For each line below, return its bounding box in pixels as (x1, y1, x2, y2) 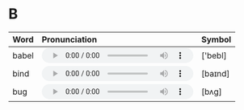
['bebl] (200, 50, 228, 61)
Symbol (200, 34, 232, 45)
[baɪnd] (200, 67, 230, 79)
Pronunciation (41, 34, 98, 45)
